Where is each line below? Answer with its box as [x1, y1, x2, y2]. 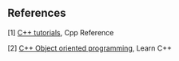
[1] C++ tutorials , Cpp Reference [7, 27, 114, 37]
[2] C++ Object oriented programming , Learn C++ [7, 43, 173, 53]
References [7, 6, 66, 20]
